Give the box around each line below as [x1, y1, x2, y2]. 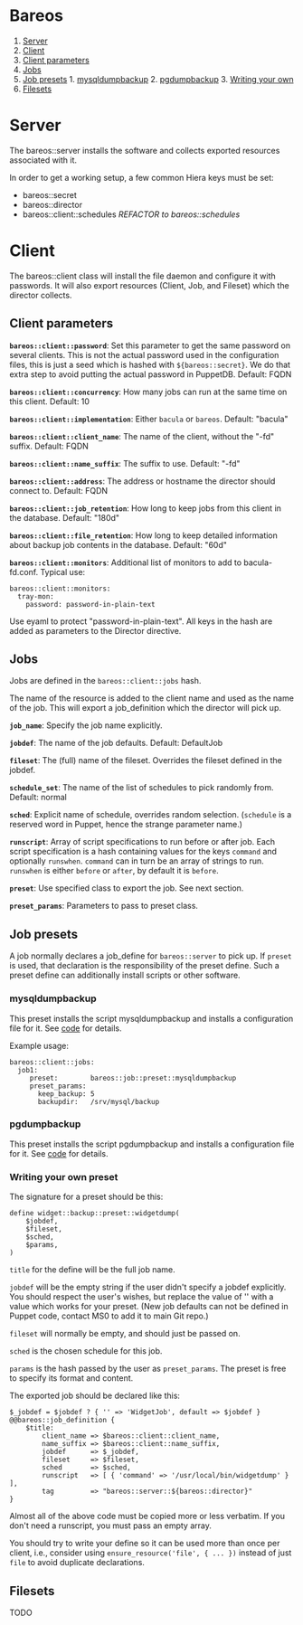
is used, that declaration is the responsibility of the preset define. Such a [9, 960, 280, 971]
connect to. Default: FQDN [9, 485, 109, 496]
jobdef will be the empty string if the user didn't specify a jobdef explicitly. [9, 1281, 287, 1293]
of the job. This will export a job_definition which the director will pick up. [9, 703, 282, 713]
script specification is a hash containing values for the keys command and [9, 846, 278, 857]
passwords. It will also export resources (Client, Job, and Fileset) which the [9, 279, 289, 290]
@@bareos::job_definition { [9, 1416, 116, 1425]
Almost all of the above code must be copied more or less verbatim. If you [9, 1511, 285, 1522]
